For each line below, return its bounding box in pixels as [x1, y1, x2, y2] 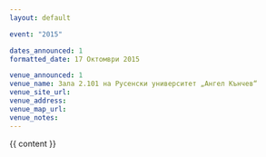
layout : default [9, 13, 71, 23]
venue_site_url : [9, 88, 71, 97]
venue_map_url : [9, 104, 67, 113]
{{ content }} [9, 138, 56, 149]
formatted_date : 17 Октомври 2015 [9, 54, 141, 64]
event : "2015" [9, 29, 64, 39]
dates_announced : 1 [9, 46, 84, 55]
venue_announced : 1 [9, 71, 84, 80]
